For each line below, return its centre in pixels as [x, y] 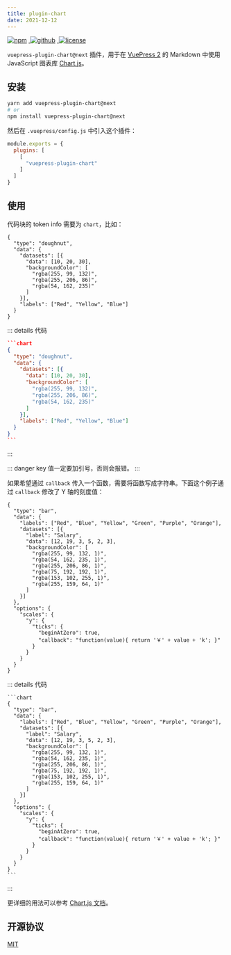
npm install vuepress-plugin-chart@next [67, 117]
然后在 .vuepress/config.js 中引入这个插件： [72, 130]
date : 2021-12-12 [32, 20]
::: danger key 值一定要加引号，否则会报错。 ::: [74, 468]
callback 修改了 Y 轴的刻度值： [59, 491]
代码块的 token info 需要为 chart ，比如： [65, 224]
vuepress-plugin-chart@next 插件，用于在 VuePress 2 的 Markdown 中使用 [114, 54]
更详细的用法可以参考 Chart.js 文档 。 [60, 903]
